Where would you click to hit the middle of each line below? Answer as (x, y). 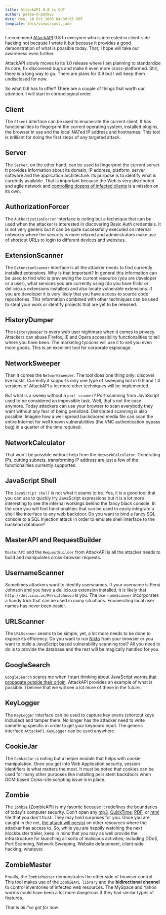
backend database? (25, 524)
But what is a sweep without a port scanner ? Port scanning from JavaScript (82, 396)
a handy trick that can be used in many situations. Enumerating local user (80, 601)
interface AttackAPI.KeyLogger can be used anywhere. (60, 731)
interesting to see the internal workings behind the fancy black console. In (80, 503)
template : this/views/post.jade (38, 24)
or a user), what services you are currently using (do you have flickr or (77, 283)
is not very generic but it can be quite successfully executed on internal (78, 229)
